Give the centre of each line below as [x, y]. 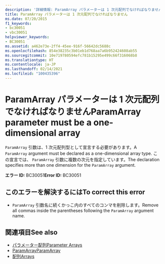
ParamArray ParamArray [36, 251]
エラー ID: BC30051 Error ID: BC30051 [43, 175]
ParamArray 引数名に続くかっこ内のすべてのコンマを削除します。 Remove [85, 205]
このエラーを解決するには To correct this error [75, 192]
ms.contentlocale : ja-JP [30, 64]
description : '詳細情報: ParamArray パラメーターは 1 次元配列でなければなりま [80, 10]
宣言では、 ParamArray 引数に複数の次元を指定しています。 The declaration [84, 159]
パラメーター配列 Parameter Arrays [47, 245]
